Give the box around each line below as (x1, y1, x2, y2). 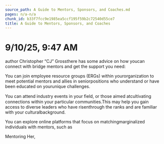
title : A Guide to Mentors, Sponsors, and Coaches (5, 21, 111, 26)
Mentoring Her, (5, 134, 36, 140)
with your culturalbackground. (5, 109, 66, 115)
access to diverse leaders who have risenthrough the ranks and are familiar (5, 104, 157, 110)
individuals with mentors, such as (5, 124, 72, 130)
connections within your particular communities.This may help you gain (5, 99, 149, 105)
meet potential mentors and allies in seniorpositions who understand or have (5, 78, 160, 84)
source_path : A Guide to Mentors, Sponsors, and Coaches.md (5, 7, 131, 12)
